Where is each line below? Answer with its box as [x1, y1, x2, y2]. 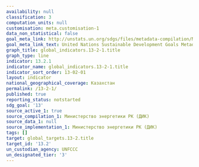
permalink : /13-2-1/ [6, 86, 57, 92]
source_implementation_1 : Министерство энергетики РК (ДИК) [6, 124, 158, 130]
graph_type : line [6, 53, 49, 59]
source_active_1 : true [6, 108, 62, 114]
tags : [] [6, 130, 28, 136]
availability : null [6, 8, 54, 15]
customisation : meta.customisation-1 [6, 25, 99, 31]
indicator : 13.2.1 [6, 58, 52, 64]
